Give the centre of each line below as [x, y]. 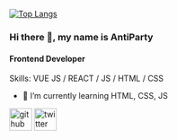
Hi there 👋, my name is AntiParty [81, 37]
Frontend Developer [47, 58]
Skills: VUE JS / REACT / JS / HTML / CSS [87, 79]
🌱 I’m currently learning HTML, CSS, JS [95, 96]
